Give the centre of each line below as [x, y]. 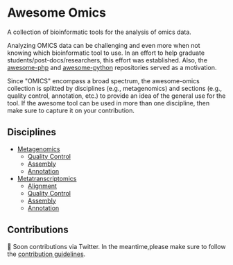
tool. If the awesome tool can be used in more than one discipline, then [109, 103]
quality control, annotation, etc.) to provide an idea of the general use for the [116, 96]
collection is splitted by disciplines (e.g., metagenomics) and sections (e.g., [115, 88]
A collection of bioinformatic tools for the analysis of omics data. [100, 32]
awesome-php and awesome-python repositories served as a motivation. [112, 67]
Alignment [42, 186]
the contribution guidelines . [46, 254]
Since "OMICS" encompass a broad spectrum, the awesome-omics [103, 80]
